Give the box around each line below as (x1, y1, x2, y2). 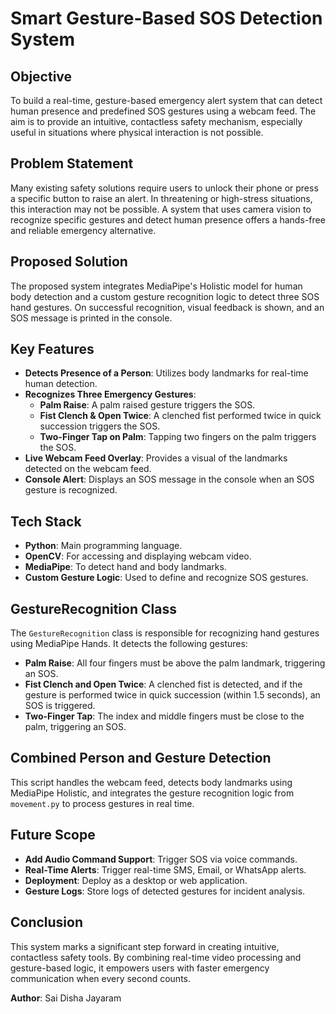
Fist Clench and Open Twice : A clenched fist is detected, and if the (24, 678, 303, 691)
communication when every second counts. (10, 972, 192, 984)
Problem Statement (10, 155, 134, 172)
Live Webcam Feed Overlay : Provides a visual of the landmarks (24, 452, 288, 464)
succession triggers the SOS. (39, 420, 161, 432)
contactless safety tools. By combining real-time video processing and (10, 951, 302, 963)
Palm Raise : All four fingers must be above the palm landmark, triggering (24, 657, 326, 669)
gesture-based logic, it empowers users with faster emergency (10, 962, 270, 974)
